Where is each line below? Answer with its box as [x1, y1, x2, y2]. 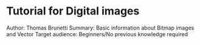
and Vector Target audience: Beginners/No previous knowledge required [6, 30, 188, 37]
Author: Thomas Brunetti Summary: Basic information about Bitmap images [6, 24, 195, 31]
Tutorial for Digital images [6, 4, 140, 18]
